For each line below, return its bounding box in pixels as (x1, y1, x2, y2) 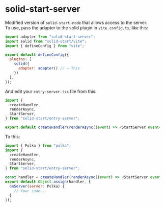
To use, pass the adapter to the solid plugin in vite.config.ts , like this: (5, 24, 148, 30)
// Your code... (14, 188, 48, 193)
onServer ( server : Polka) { (9, 184, 65, 189)
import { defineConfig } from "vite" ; (5, 43, 84, 48)
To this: (5, 134, 20, 139)
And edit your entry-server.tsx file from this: (5, 88, 97, 94)
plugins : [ (9, 57, 32, 62)
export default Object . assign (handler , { (5, 180, 91, 184)
